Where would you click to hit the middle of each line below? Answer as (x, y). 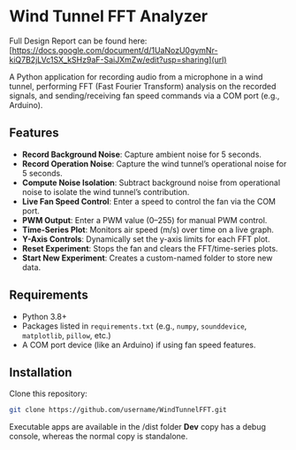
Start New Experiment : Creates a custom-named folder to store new (147, 258)
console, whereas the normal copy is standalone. (99, 437)
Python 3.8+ (45, 316)
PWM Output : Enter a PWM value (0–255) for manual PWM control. (144, 220)
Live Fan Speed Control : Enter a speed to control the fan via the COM (149, 201)
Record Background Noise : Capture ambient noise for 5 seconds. (142, 154)
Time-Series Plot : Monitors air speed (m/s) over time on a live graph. (148, 229)
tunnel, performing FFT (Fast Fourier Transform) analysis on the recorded (143, 86)
